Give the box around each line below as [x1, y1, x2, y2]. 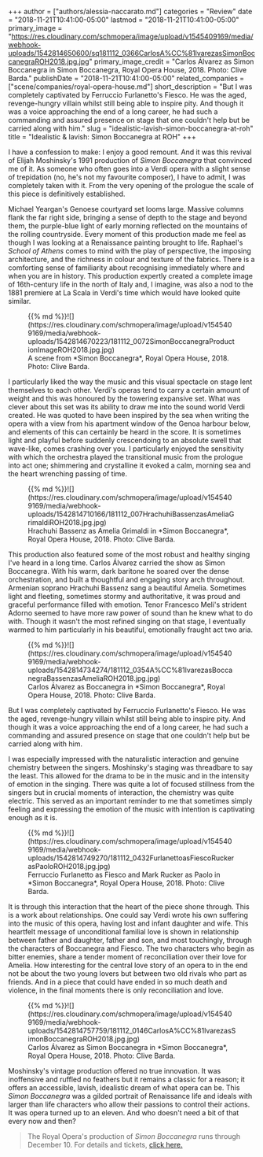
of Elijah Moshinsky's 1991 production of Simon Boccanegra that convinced [8, 156, 253, 164]
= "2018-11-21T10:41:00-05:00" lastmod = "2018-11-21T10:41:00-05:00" [8, 15, 239, 24]
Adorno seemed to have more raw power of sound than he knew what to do [8, 608, 254, 617]
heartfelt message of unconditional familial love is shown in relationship [8, 927, 239, 936]
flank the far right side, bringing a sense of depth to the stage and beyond [8, 213, 247, 222]
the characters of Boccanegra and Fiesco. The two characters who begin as [8, 944, 255, 953]
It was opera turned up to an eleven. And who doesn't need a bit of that [8, 1108, 239, 1117]
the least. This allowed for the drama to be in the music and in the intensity [8, 771, 250, 780]
